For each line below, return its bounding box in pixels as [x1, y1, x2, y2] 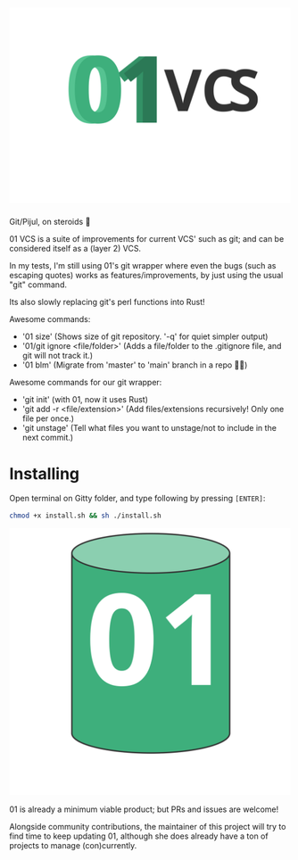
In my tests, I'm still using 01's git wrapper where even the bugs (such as [9, 260, 277, 271]
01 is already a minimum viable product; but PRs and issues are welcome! [9, 804, 279, 815]
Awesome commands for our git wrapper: [9, 377, 162, 388]
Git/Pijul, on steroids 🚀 [9, 217, 91, 227]
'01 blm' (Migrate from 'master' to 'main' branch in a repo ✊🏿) [21, 360, 248, 370]
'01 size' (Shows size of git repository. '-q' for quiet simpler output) [21, 331, 269, 342]
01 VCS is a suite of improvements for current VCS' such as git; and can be [9, 234, 285, 244]
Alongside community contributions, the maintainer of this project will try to [9, 821, 286, 831]
